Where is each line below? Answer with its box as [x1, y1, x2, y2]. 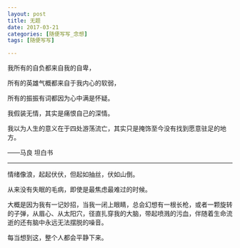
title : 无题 [7, 17, 41, 24]
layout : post [7, 10, 46, 18]
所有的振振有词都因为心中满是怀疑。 [7, 94, 114, 103]
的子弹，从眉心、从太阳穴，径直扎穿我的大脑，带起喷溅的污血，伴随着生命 [7, 210, 226, 218]
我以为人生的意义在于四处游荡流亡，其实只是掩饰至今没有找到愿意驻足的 [7, 124, 220, 133]
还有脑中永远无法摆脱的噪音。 [19, 218, 108, 227]
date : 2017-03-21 [7, 24, 59, 31]
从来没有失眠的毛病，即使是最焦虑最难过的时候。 [7, 185, 151, 194]
